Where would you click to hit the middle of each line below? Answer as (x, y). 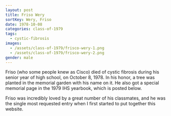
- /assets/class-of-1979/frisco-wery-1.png (57, 48)
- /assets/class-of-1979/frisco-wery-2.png (57, 53)
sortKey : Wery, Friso (28, 19)
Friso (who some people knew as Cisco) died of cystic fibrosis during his (82, 72)
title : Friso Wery (25, 15)
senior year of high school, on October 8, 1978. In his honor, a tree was (80, 78)
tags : (11, 34)
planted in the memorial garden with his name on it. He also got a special (82, 83)
